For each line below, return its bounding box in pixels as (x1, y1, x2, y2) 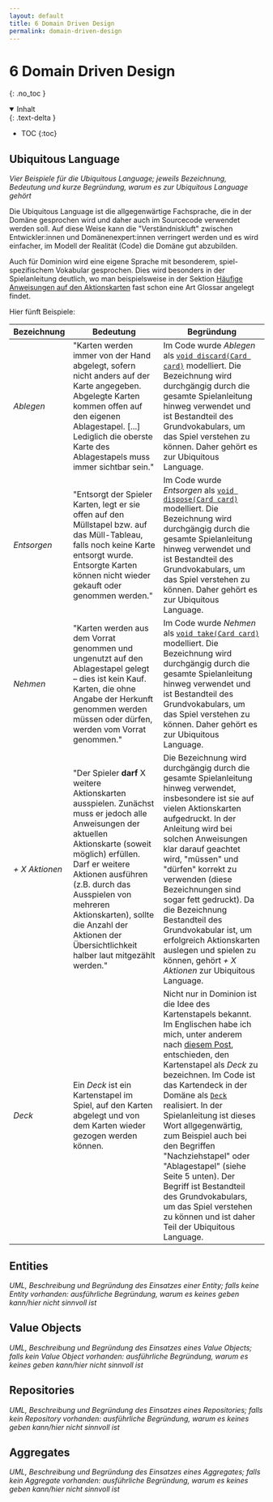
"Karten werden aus (72, 623, 149, 634)
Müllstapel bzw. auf (72, 520, 148, 531)
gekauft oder (72, 580, 122, 592)
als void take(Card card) (163, 627, 260, 639)
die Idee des (163, 999, 211, 1010)
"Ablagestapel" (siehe (163, 1161, 246, 1172)
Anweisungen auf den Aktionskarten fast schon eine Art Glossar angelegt (9, 283, 254, 293)
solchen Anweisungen (163, 833, 248, 845)
